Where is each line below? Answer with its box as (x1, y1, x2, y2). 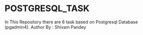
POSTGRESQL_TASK (4, 3, 90, 14)
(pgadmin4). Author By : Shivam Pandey (4, 24, 86, 30)
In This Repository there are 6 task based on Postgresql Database (4, 19, 139, 25)
